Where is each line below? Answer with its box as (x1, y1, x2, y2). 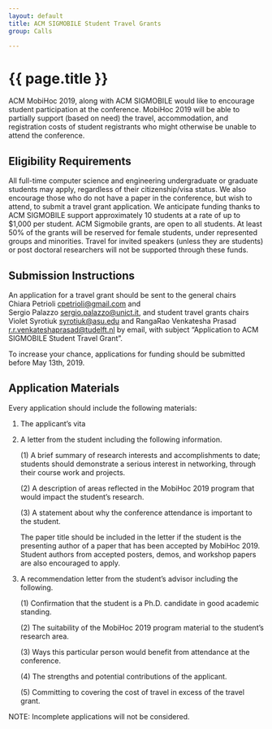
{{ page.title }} (8, 69, 109, 88)
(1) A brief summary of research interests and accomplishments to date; (19, 450, 261, 460)
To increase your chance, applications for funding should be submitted (8, 349, 245, 359)
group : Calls (8, 27, 53, 35)
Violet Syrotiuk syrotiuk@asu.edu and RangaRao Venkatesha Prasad (8, 316, 237, 325)
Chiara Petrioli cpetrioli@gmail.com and (8, 299, 141, 308)
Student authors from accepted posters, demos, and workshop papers (19, 549, 257, 559)
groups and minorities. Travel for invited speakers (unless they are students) (8, 237, 264, 247)
